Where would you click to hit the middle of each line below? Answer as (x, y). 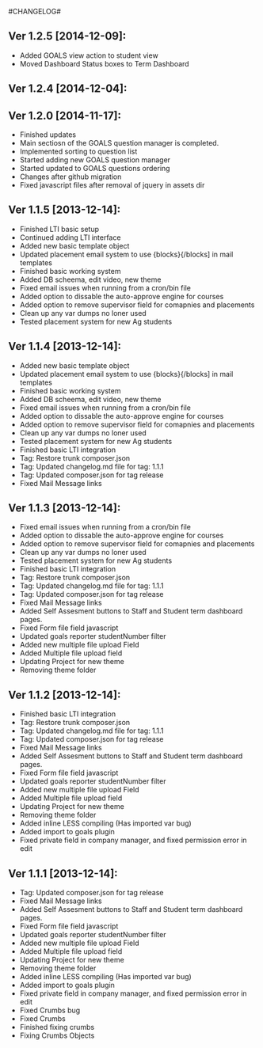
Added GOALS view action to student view (89, 55)
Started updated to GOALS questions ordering (95, 169)
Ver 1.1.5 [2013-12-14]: (65, 210)
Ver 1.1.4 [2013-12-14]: (65, 346)
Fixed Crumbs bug (50, 1010)
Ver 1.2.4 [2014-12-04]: (68, 89)
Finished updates (48, 135)
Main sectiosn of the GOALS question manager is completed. (119, 143)
